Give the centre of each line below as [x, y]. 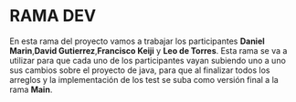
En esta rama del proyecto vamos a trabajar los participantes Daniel [137, 41]
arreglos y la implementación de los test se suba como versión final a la [144, 79]
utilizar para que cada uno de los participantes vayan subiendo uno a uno [148, 60]
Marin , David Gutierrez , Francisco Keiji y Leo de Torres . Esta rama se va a [148, 50]
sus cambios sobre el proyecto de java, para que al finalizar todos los [140, 70]
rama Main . [31, 89]
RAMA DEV [53, 16]
